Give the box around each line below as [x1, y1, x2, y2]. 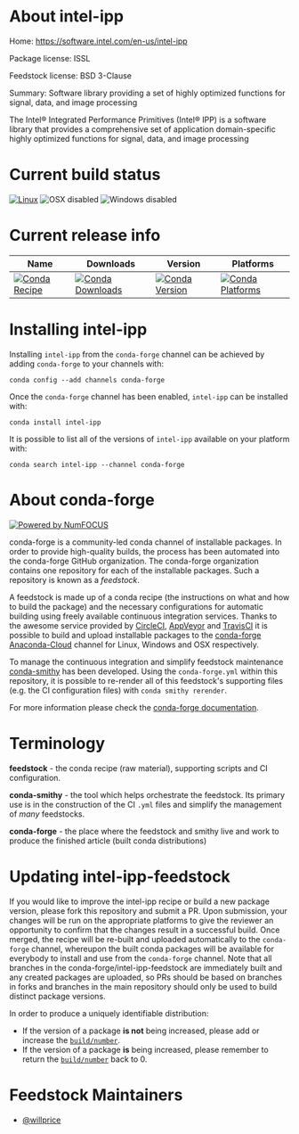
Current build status [9, 165, 161, 185]
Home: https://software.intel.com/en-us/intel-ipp [9, 36, 189, 46]
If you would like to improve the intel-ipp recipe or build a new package [9, 896, 270, 907]
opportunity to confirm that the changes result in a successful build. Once [9, 924, 280, 935]
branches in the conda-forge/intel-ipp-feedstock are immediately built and [9, 962, 283, 973]
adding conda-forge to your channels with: [9, 358, 165, 369]
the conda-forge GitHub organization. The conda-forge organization [9, 555, 260, 566]
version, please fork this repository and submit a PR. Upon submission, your [9, 905, 287, 916]
